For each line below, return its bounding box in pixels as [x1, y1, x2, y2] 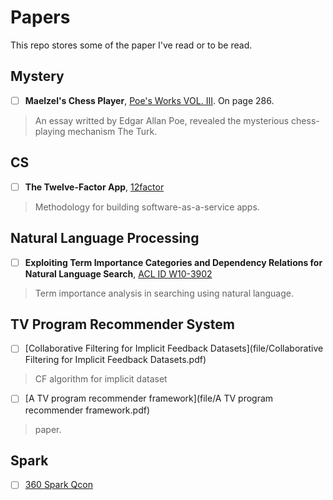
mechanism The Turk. [67, 125, 158, 137]
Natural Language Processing [10, 230, 200, 247]
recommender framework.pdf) [24, 404, 151, 416]
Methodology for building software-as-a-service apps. [34, 201, 260, 213]
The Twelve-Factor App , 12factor [24, 181, 165, 193]
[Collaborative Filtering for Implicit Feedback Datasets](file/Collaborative [24, 342, 324, 355]
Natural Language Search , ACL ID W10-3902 [24, 267, 213, 280]
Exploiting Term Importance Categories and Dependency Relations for [24, 256, 323, 268]
